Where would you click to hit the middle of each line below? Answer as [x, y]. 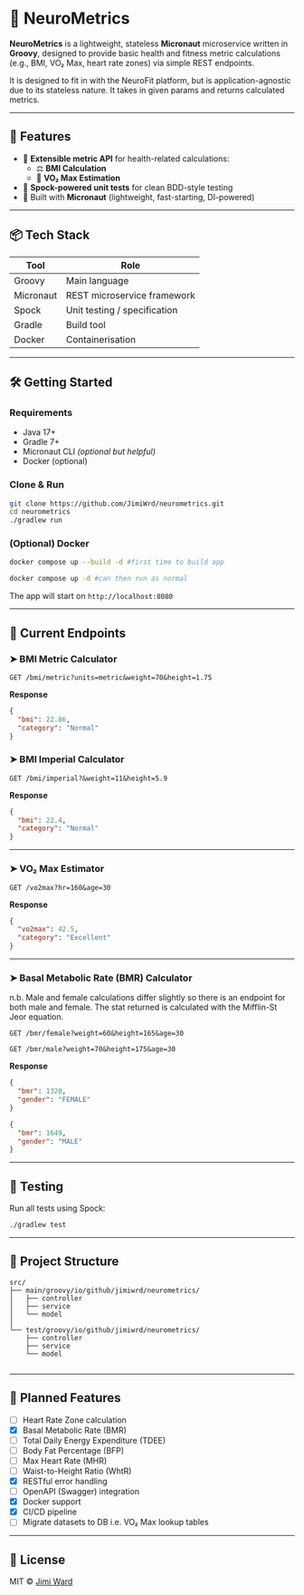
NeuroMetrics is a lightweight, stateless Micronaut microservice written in [149, 43]
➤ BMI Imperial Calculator [67, 759]
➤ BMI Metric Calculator [63, 659]
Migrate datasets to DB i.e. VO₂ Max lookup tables [116, 1522]
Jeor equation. [37, 1017]
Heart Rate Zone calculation [74, 1420]
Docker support [52, 1502]
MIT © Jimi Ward [41, 1581]
